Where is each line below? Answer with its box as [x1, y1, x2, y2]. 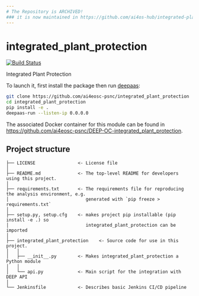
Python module [6, 258, 41, 264]
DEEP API [6, 274, 28, 280]
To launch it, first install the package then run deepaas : [6, 82, 140, 89]
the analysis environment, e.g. [6, 191, 86, 197]
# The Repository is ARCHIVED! [6, 8, 84, 15]
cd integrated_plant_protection [6, 99, 86, 105]
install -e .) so [6, 217, 49, 223]
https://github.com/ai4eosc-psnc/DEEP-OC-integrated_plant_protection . [6, 127, 183, 134]
